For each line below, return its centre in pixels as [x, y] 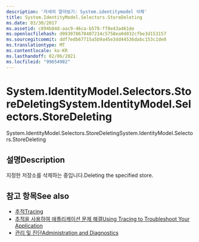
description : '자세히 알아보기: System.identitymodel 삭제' [77, 12]
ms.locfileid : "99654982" [38, 62]
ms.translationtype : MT [36, 45]
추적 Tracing [29, 212]
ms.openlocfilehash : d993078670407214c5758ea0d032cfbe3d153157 [86, 34]
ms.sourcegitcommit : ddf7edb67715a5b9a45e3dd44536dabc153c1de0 [86, 39]
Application [29, 226]
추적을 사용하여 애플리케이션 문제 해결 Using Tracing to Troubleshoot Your [102, 219]
